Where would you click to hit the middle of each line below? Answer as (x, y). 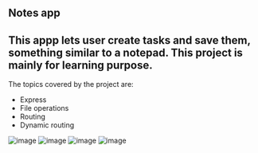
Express (33, 100)
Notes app (35, 13)
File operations (44, 108)
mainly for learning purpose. (80, 65)
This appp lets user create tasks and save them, (129, 40)
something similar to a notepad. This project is (125, 52)
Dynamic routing (47, 125)
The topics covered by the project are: (71, 84)
